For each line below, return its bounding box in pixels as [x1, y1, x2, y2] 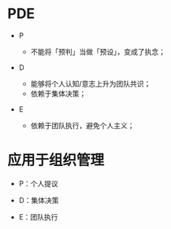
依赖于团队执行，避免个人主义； [30, 120, 135, 130]
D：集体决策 [18, 195, 59, 205]
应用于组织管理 [7, 151, 105, 169]
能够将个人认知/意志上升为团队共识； [30, 79, 151, 88]
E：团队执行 [18, 212, 58, 221]
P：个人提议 [18, 179, 58, 188]
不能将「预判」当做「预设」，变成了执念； [30, 46, 166, 56]
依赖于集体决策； [30, 88, 87, 98]
